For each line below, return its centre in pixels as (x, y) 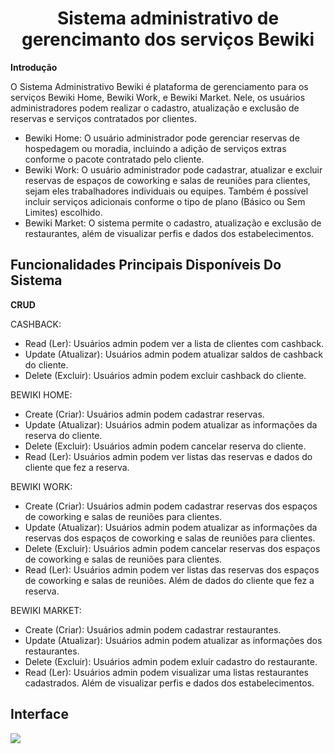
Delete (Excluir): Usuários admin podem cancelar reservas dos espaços (172, 548)
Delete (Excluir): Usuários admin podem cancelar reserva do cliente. (165, 446)
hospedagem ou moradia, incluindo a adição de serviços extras (155, 148)
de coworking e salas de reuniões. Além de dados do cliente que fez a (169, 580)
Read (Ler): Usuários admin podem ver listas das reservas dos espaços (172, 569)
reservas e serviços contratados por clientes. (103, 118)
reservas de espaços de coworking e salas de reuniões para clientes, (167, 180)
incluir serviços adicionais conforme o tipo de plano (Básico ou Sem (165, 201)
